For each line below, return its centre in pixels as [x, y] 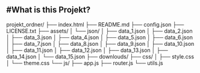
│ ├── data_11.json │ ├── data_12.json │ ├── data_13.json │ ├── [87, 50]
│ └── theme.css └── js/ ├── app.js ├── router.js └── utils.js [85, 63]
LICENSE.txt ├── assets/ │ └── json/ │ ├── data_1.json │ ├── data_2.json [99, 31]
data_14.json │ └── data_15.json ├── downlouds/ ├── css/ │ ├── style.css [100, 56]
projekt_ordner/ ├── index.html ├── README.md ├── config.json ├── [95, 24]
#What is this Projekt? [48, 10]
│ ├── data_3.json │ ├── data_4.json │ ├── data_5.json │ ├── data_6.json [99, 37]
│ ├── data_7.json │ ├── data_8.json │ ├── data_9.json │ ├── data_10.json [100, 43]
